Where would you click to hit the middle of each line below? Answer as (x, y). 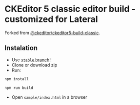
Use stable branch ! (31, 60)
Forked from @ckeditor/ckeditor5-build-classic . (52, 33)
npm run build (19, 88)
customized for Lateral (51, 19)
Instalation (21, 48)
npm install (17, 79)
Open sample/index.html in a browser (49, 97)
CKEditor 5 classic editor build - (70, 9)
